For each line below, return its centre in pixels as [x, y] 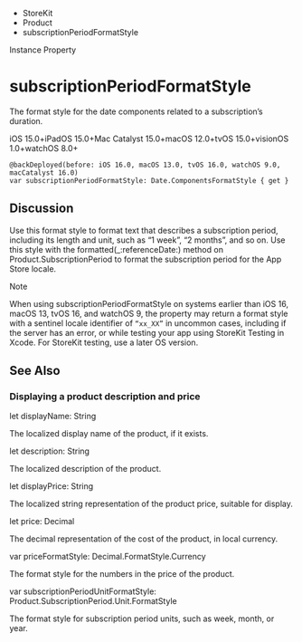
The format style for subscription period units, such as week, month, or [142, 618]
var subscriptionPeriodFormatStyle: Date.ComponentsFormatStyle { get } [149, 180]
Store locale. [33, 268]
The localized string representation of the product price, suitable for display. [151, 504]
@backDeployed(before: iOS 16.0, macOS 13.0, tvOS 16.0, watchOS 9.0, [145, 165]
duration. [26, 120]
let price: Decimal [42, 522]
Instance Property [43, 50]
